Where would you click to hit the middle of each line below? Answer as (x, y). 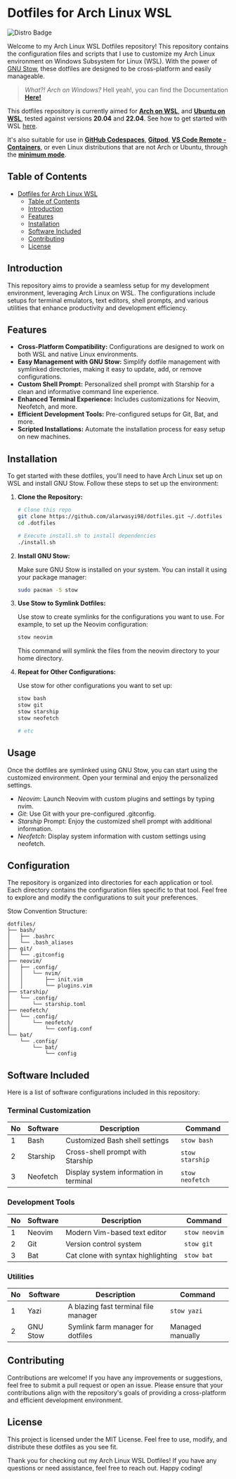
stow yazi (186, 1311)
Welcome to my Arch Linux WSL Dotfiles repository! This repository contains (118, 46)
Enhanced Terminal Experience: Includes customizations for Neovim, (119, 399)
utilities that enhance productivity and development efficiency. (98, 307)
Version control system (104, 1244)
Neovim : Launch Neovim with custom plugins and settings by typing (116, 799)
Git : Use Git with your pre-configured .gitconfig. (86, 814)
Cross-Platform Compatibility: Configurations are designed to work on (121, 347)
